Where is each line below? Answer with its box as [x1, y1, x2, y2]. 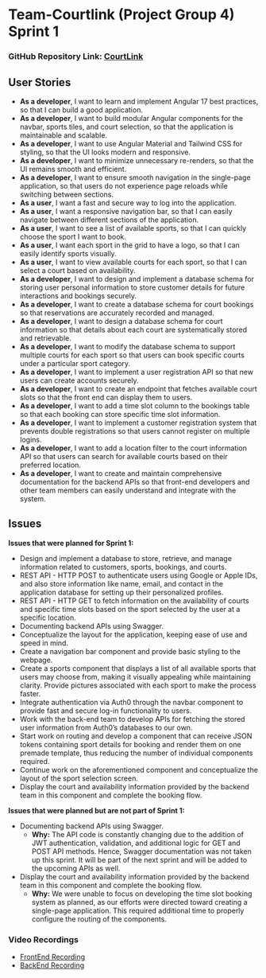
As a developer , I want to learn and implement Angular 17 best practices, [19, 96, 259, 106]
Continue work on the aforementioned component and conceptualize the [19, 765, 258, 774]
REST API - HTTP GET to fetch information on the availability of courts [19, 595, 249, 606]
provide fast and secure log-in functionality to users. [19, 706, 192, 715]
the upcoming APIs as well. [31, 863, 121, 873]
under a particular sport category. [19, 358, 131, 368]
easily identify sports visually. [19, 248, 117, 258]
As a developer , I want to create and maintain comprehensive [19, 468, 222, 478]
